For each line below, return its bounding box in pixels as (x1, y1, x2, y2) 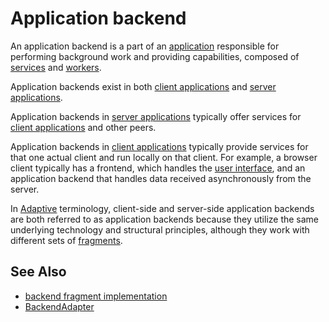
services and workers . (10, 61, 102, 73)
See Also (10, 263, 67, 281)
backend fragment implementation (24, 290, 168, 302)
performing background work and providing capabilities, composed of (10, 50, 300, 62)
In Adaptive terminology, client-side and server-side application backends (10, 202, 315, 214)
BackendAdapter (24, 300, 95, 312)
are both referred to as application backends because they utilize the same (10, 213, 320, 225)
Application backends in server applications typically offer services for (10, 110, 302, 122)
